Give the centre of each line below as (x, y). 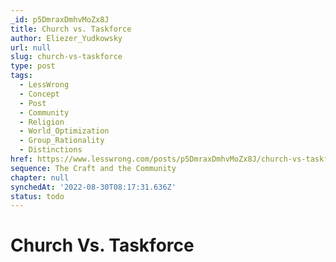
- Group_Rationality (62, 141)
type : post (33, 66)
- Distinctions (51, 150)
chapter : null (40, 177)
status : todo (37, 196)
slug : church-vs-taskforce (66, 57)
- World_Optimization (64, 131)
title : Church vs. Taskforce (71, 29)
